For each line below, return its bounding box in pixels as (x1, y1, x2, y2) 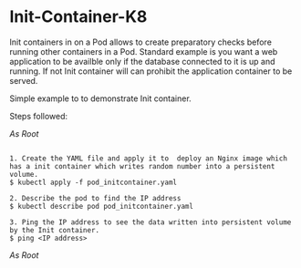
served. (9, 75, 38, 86)
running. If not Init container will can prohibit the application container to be (9, 66, 293, 77)
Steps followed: (9, 110, 68, 121)
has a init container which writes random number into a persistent (9, 161, 275, 170)
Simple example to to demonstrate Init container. (9, 93, 192, 104)
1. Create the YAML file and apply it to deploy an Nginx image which (9, 153, 287, 163)
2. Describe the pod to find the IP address (9, 193, 182, 202)
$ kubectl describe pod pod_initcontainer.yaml (9, 201, 194, 211)
